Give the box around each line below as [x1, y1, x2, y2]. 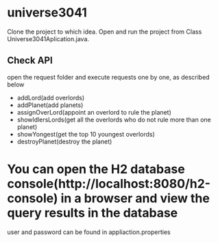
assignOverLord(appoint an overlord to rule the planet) [16, 108, 171, 116]
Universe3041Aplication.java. [7, 34, 90, 43]
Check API [7, 55, 53, 67]
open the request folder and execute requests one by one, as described [7, 73, 210, 81]
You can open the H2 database [7, 161, 185, 176]
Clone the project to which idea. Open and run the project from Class [7, 27, 202, 36]
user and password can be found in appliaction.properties [7, 228, 171, 236]
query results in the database [7, 205, 178, 220]
